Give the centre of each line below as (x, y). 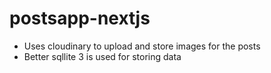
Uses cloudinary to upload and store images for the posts (142, 46)
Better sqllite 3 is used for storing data (102, 56)
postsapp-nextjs (80, 18)
